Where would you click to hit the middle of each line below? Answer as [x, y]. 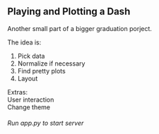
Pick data [31, 56]
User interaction [31, 99]
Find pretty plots [41, 71]
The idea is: [24, 42]
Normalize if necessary [51, 63]
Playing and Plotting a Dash [69, 12]
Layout [28, 78]
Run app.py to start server [46, 123]
